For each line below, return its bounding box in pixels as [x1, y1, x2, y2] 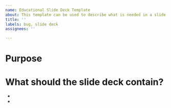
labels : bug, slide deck [5, 21, 58, 27]
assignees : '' [5, 26, 36, 32]
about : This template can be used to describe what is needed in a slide [5, 12, 166, 17]
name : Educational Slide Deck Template [5, 7, 91, 13]
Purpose [5, 53, 42, 64]
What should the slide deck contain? [5, 76, 164, 88]
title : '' [5, 17, 27, 22]
